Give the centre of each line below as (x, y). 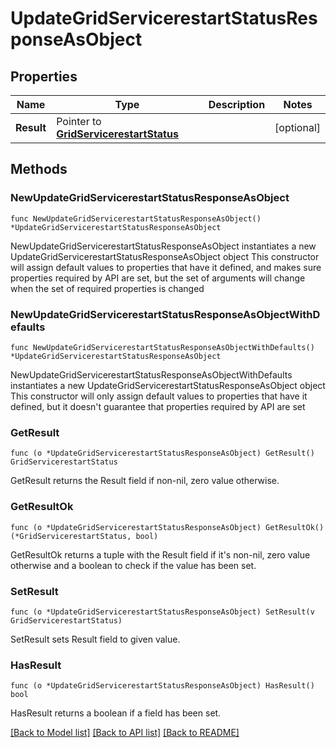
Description (237, 104)
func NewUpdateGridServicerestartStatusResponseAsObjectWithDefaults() (162, 347)
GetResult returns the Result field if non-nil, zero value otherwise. (145, 481)
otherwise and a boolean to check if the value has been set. (133, 565)
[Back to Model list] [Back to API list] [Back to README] (125, 733)
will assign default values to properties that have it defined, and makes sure (166, 267)
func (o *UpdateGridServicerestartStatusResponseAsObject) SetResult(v (162, 612)
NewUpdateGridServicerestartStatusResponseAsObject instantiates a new (163, 246)
